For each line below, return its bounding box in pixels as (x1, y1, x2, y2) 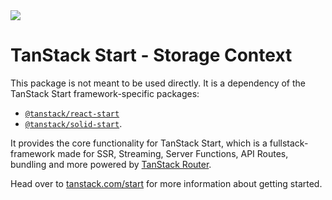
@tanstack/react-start (24, 109, 120, 119)
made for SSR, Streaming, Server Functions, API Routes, (57, 147, 289, 159)
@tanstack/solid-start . (24, 117, 123, 129)
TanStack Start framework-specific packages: (10, 87, 200, 99)
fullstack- (269, 137, 309, 149)
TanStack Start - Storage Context (10, 44, 293, 67)
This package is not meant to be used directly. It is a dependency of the (10, 77, 306, 89)
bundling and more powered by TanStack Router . (10, 158, 212, 170)
